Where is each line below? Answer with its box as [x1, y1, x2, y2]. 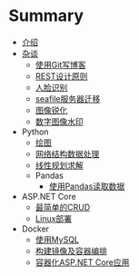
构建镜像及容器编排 [35, 245, 108, 256]
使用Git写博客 [35, 59, 87, 70]
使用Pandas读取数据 [48, 181, 125, 192]
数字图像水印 [35, 115, 84, 127]
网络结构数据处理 [35, 148, 100, 159]
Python [21, 126, 49, 137]
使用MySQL [35, 233, 79, 245]
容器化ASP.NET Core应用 [35, 256, 130, 268]
